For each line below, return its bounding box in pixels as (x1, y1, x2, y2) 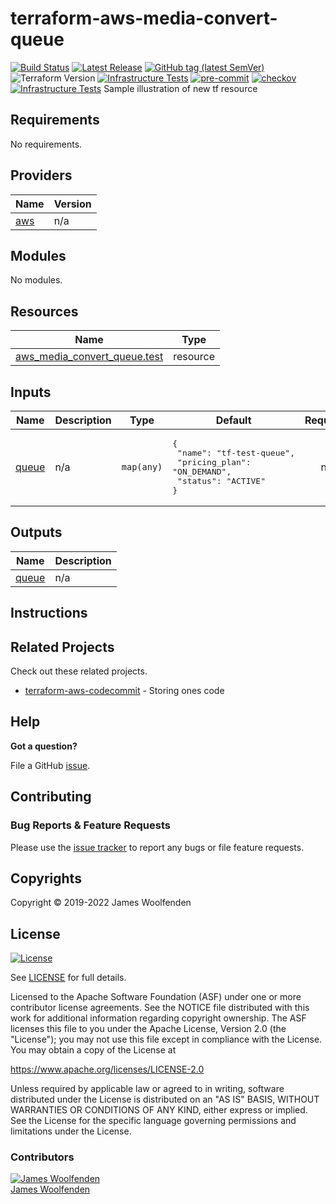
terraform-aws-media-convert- (10, 7, 278, 30)
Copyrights (10, 870, 82, 887)
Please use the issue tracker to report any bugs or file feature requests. (10, 841, 305, 853)
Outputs (10, 524, 63, 541)
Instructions (10, 605, 88, 622)
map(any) (121, 462, 163, 472)
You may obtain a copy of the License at (10, 1044, 177, 1056)
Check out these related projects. (10, 665, 148, 677)
